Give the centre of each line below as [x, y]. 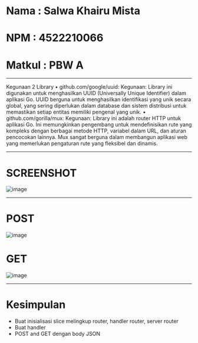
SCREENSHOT [42, 173]
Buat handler [30, 328]
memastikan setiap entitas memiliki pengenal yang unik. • [76, 112]
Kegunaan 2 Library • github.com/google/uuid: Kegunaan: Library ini [89, 87]
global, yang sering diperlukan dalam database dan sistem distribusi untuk [96, 106]
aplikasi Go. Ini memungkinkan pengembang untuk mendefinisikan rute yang [99, 125]
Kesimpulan [36, 305]
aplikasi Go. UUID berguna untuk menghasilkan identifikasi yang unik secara [99, 99]
